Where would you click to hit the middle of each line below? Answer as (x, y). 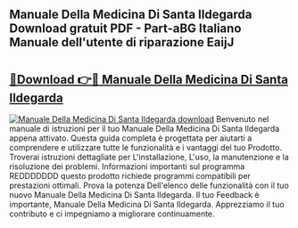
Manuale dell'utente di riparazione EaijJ (122, 42)
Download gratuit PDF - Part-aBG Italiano (125, 29)
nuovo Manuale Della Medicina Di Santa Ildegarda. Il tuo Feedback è (135, 195)
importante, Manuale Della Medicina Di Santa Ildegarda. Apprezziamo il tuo (147, 204)
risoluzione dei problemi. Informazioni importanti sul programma (127, 167)
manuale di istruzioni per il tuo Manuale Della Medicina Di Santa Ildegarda (145, 129)
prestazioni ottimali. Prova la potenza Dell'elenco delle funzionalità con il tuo (149, 185)
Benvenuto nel (242, 119)
